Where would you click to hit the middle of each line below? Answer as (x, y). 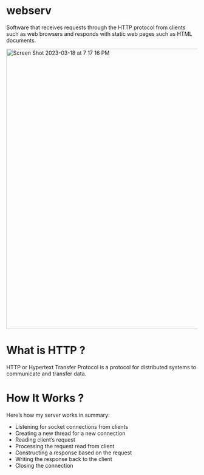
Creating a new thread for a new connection (70, 433)
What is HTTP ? (46, 350)
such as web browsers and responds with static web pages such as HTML (99, 33)
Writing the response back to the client (63, 459)
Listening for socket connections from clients (72, 426)
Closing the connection (44, 465)
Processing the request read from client (65, 446)
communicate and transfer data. (46, 374)
